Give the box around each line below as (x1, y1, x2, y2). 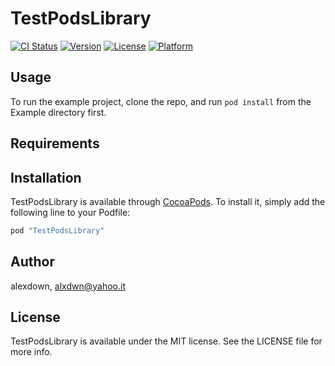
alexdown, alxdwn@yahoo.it (10, 280, 126, 292)
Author (10, 253, 55, 271)
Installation (10, 169, 82, 186)
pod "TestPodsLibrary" (10, 225, 105, 236)
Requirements (10, 135, 100, 152)
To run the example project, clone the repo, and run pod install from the (10, 95, 312, 107)
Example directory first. (10, 106, 107, 118)
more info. (10, 346, 53, 358)
